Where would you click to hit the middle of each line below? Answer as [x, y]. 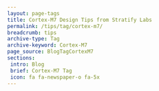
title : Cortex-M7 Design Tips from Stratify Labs [80, 20]
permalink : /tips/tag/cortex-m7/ [55, 26]
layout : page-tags [33, 13]
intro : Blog [27, 64]
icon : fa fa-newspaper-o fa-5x [55, 77]
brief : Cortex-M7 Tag [41, 70]
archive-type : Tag [33, 39]
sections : [21, 58]
